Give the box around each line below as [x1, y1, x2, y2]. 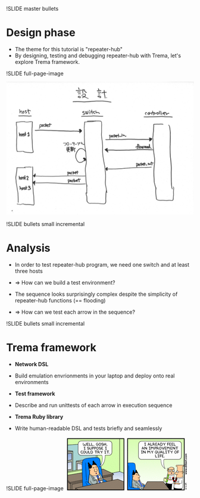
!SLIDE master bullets [6, 5, 59, 12]
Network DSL [14, 361, 49, 368]
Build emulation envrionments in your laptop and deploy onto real [14, 372, 175, 379]
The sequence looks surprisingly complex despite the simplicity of [14, 290, 178, 298]
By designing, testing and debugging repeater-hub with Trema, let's [14, 52, 182, 59]
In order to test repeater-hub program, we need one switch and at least [14, 261, 189, 268]
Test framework [14, 390, 55, 397]
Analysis [6, 242, 51, 255]
